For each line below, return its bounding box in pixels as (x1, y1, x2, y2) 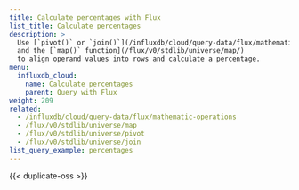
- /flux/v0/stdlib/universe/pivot (17, 129, 145, 138)
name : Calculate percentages (25, 79, 133, 88)
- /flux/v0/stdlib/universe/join (17, 137, 141, 146)
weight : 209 (9, 95, 53, 105)
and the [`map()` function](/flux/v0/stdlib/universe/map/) (17, 46, 245, 55)
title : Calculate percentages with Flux (9, 12, 162, 22)
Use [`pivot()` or (17, 37, 86, 47)
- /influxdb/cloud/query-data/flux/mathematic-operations (17, 112, 238, 121)
